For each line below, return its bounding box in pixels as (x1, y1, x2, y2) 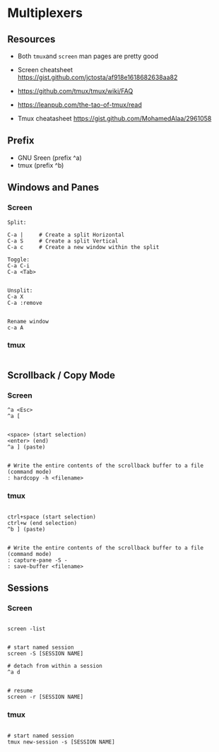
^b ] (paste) (7, 526, 46, 533)
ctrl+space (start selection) (7, 513, 97, 521)
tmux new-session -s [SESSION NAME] (7, 738, 115, 746)
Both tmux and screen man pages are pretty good (17, 52, 159, 60)
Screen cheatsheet (17, 66, 73, 74)
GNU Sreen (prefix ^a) (17, 154, 83, 162)
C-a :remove (7, 299, 42, 306)
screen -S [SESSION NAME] (7, 650, 83, 657)
